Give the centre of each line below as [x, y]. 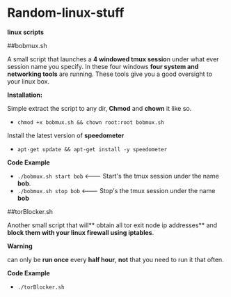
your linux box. [29, 81]
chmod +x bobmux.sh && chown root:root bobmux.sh [91, 122]
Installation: [25, 95]
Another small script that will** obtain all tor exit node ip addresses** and [112, 225]
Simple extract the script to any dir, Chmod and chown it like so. [99, 108]
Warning [20, 246]
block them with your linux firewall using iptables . [81, 232]
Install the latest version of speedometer [66, 135]
